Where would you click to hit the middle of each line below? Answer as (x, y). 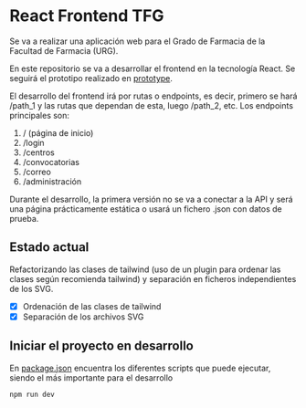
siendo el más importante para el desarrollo (91, 377)
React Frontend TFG (87, 16)
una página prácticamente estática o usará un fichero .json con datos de (146, 209)
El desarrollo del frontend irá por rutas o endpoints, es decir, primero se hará (153, 96)
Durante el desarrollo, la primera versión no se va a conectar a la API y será (152, 199)
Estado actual (49, 247)
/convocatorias (51, 162)
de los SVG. (32, 288)
